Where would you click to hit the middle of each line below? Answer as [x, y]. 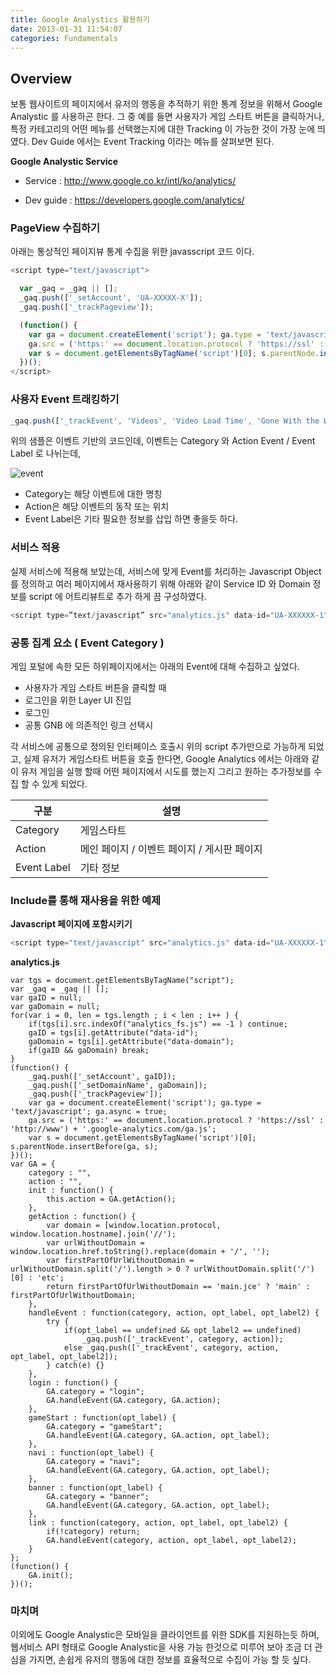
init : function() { [71, 1191]
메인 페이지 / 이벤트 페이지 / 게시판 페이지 [171, 849]
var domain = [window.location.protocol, [134, 1226]
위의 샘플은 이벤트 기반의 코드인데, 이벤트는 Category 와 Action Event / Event [163, 441]
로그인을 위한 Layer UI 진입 [78, 700]
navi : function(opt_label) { [91, 1453]
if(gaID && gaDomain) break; [89, 1051]
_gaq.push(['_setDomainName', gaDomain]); [118, 1086]
